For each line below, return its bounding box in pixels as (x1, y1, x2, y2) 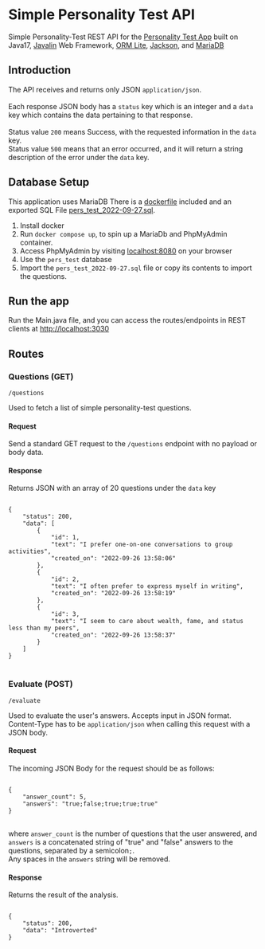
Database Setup (8, 175, 90, 189)
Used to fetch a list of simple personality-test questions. (8, 403, 193, 413)
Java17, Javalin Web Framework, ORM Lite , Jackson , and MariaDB (8, 40, 224, 49)
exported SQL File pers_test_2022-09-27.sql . (8, 205, 155, 214)
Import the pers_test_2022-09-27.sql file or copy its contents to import (19, 263, 252, 273)
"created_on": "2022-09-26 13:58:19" (50, 590, 177, 598)
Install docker (19, 221, 65, 230)
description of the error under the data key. (8, 152, 150, 162)
